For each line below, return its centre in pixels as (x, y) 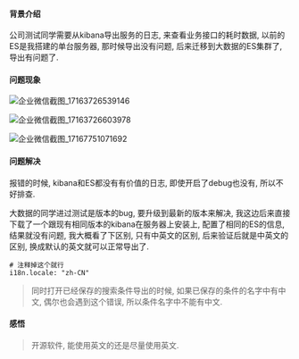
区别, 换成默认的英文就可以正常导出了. (79, 246)
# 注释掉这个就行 (37, 265)
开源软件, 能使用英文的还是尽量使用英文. (105, 345)
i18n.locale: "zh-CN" (50, 272)
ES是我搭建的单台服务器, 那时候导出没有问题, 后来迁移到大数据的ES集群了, (146, 46)
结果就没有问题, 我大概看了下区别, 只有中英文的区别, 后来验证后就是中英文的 (149, 235)
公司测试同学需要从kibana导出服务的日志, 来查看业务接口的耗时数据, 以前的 (147, 35)
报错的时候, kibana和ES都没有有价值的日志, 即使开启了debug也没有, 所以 (143, 182)
